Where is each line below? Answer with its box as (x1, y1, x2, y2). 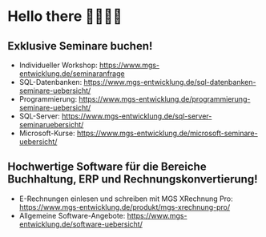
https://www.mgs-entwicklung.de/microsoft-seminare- (76, 128, 258, 138)
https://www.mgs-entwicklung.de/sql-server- (62, 111, 212, 121)
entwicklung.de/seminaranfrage (18, 69, 125, 78)
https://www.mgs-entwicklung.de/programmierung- (79, 94, 251, 103)
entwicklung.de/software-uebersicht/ (18, 219, 143, 229)
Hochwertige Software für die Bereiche (7, 160, 207, 174)
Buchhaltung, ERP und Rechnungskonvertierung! (7, 172, 258, 187)
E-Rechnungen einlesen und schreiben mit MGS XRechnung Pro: (18, 194, 233, 203)
